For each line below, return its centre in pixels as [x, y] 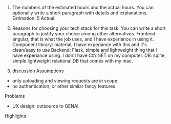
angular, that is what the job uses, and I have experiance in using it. [83, 39]
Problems [15, 96]
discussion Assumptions [38, 71]
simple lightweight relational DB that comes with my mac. [72, 61]
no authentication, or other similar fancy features [64, 86]
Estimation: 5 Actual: [34, 18]
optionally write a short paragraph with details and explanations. [80, 13]
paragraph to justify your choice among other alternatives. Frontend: [84, 34]
